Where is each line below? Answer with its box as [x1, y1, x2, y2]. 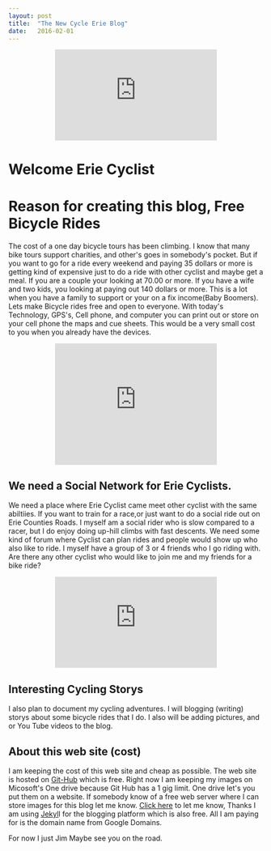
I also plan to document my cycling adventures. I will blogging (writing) [8, 704, 244, 713]
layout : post [8, 11, 53, 20]
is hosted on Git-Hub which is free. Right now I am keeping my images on [8, 774, 253, 784]
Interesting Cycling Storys [8, 682, 144, 696]
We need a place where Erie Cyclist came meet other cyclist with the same [8, 500, 257, 510]
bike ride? [8, 560, 42, 571]
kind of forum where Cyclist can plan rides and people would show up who [8, 535, 258, 545]
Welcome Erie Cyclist [8, 160, 155, 178]
